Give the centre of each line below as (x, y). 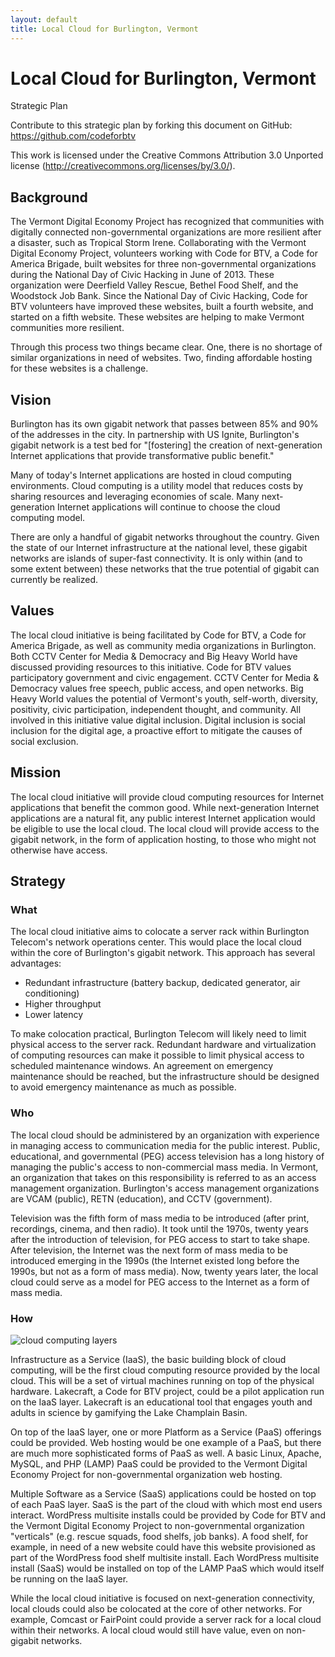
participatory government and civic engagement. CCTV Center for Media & (165, 677)
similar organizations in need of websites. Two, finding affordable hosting (161, 358)
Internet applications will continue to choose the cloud (168, 507)
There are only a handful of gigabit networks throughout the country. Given (165, 537)
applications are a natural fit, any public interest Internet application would (163, 818)
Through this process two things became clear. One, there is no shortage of (166, 347)
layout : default (44, 19)
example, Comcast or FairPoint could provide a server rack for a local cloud (166, 1619)
